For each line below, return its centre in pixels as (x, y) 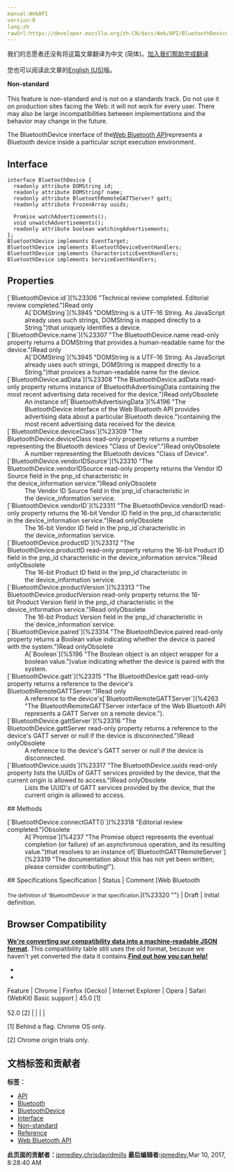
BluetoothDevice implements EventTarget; (68, 242)
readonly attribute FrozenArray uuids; (71, 205)
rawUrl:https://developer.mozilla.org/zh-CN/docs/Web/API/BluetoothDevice (118, 33)
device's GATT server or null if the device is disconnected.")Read (101, 735)
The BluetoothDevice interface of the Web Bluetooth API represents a (105, 135)
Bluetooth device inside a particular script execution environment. (102, 142)
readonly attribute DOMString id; (63, 186)
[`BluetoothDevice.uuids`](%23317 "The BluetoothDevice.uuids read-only (112, 765)
